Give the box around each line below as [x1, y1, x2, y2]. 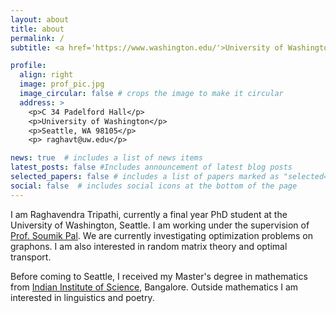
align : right [19, 70, 74, 80]
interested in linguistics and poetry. [10, 291, 155, 303]
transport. [10, 251, 52, 263]
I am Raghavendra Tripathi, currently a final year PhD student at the [10, 208, 288, 220]
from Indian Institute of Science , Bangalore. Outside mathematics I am [10, 281, 299, 293]
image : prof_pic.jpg [19, 79, 105, 90]
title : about [10, 24, 65, 34]
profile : [10, 61, 47, 71]
